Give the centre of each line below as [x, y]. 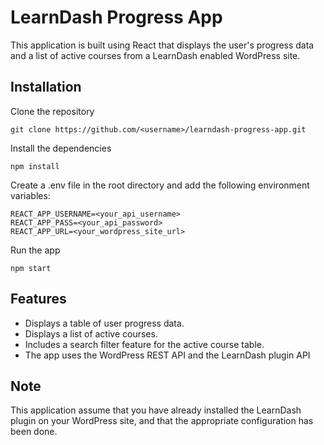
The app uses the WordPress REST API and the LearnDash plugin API [167, 355]
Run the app [35, 250]
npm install [35, 166]
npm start [31, 268]
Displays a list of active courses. [91, 333]
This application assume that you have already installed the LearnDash [156, 410]
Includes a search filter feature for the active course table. [144, 344]
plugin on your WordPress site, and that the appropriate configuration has [162, 421]
